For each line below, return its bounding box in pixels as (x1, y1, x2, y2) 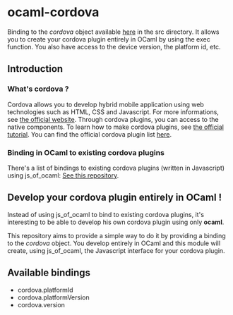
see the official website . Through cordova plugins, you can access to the (7, 115, 219, 123)
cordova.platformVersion (17, 293, 90, 302)
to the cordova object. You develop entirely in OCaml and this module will (7, 239, 221, 247)
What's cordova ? (7, 84, 69, 94)
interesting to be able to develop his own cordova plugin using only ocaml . (7, 218, 225, 226)
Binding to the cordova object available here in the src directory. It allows (7, 27, 220, 36)
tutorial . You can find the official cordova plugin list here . (7, 130, 172, 138)
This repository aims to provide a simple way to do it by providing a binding (7, 231, 226, 240)
